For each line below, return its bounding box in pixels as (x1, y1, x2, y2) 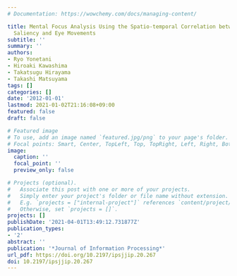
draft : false (7, 115, 46, 122)
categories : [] (7, 89, 52, 96)
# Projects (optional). (7, 180, 78, 187)
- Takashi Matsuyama (7, 75, 68, 82)
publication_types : (7, 225, 65, 232)
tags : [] (7, 82, 33, 89)
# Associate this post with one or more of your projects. (7, 186, 191, 193)
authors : (7, 49, 33, 56)
